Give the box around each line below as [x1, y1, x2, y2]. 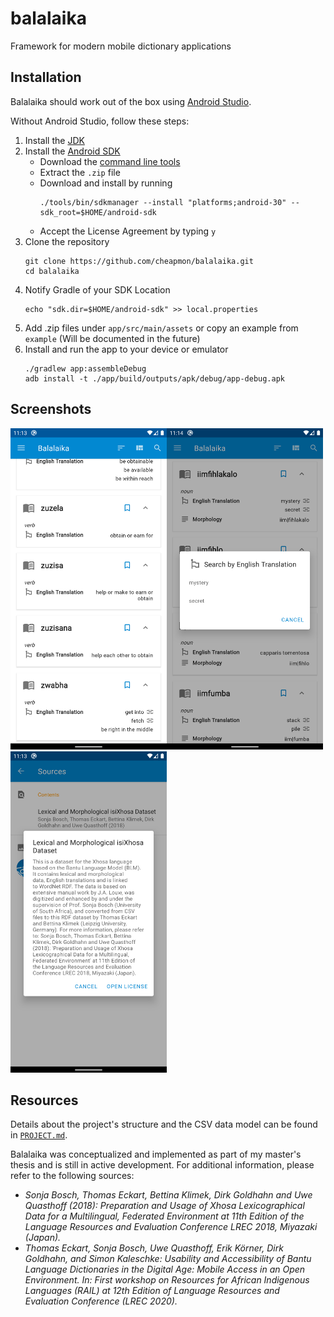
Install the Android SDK [24, 145, 121, 157]
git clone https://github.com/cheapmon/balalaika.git [24, 256, 254, 266]
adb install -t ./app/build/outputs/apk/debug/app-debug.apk [24, 373, 286, 384]
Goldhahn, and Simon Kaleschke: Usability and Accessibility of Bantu [24, 1253, 312, 1265]
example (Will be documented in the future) [24, 332, 201, 344]
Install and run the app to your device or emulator [24, 343, 229, 355]
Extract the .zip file [39, 166, 121, 178]
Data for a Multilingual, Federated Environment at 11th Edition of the [24, 1210, 305, 1222]
